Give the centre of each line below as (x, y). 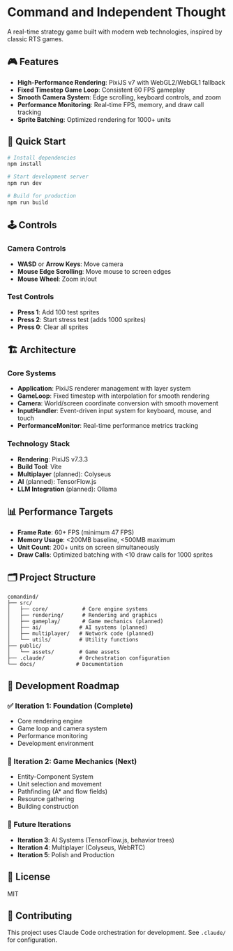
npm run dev (24, 183)
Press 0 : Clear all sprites (53, 327)
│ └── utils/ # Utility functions (73, 640)
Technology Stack (39, 444)
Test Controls (31, 297)
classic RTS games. (36, 39)
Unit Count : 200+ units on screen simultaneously (88, 547)
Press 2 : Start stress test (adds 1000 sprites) (82, 319)
